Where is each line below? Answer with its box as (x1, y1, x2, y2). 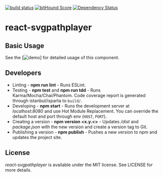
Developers (5, 69, 41, 77)
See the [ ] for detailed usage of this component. (5, 55, 120, 60)
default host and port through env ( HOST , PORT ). (12, 113, 107, 119)
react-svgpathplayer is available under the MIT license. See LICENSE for (5, 162, 153, 168)
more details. (5, 167, 32, 173)
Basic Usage (5, 41, 44, 50)
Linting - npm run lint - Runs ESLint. (12, 82, 86, 88)
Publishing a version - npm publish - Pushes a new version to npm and (12, 129, 157, 135)
